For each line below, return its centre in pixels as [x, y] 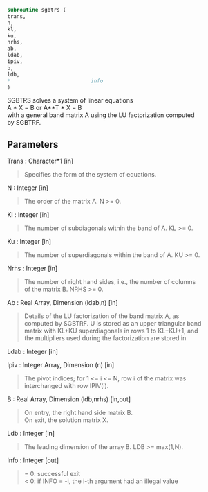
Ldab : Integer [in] [33, 352]
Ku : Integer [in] [29, 242]
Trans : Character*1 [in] [40, 161]
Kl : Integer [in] [28, 215]
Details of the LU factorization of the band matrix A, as [102, 316]
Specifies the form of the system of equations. [90, 175]
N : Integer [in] [28, 188]
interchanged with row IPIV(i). [66, 386]
